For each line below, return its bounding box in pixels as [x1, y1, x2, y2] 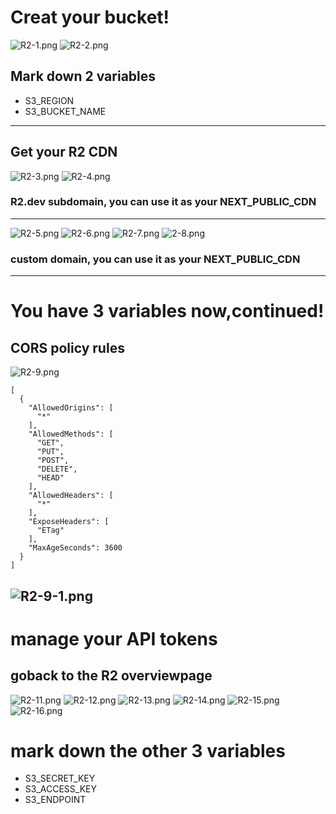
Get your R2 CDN [10, 144, 118, 161]
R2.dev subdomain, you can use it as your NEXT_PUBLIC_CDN [10, 195, 317, 209]
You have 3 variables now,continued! [10, 300, 325, 323]
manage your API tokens [10, 627, 218, 650]
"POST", [36, 456, 70, 466]
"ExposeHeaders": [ [28, 517, 110, 527]
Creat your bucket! [10, 6, 170, 29]
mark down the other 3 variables [10, 739, 286, 762]
